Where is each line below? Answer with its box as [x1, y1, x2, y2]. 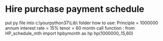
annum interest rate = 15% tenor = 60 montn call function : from [5, 25, 135, 31]
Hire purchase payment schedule [5, 3, 145, 15]
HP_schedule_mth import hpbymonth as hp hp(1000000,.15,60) [5, 30, 133, 36]
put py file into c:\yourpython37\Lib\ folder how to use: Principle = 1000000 [5, 20, 159, 26]
